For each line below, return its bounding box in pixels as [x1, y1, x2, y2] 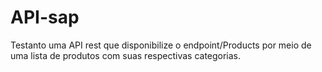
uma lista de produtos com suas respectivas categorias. [10, 49, 242, 61]
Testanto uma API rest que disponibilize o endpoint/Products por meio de [10, 39, 312, 51]
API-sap [10, 6, 80, 29]
